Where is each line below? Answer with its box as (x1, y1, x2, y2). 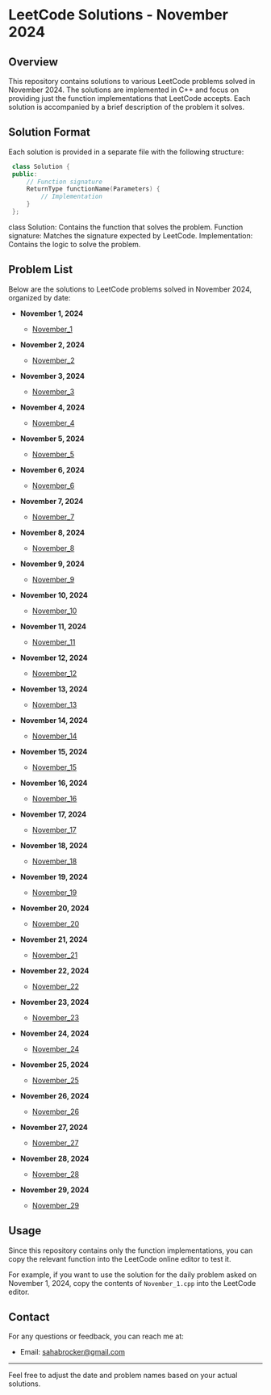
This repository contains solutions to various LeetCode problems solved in (8, 77, 256, 86)
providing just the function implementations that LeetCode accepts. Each (8, 94, 251, 103)
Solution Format (8, 125, 91, 139)
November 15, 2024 (19, 746, 88, 756)
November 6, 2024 (19, 464, 85, 474)
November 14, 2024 (19, 715, 89, 725)
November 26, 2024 (19, 1090, 90, 1100)
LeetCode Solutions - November (8, 6, 228, 24)
